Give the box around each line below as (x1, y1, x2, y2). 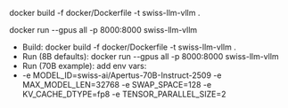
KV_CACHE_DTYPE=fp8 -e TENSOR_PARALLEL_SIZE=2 (21, 89, 226, 99)
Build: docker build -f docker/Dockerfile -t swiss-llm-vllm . (21, 42, 236, 52)
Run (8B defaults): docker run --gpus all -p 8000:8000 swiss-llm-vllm (21, 51, 279, 61)
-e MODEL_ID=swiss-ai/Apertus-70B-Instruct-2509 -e (21, 70, 222, 81)
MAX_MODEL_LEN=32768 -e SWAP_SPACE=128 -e (21, 80, 212, 89)
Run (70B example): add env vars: (21, 61, 147, 71)
